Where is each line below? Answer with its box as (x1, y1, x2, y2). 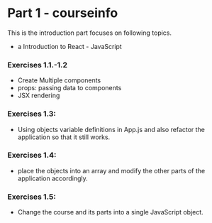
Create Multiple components (17, 76, 101, 85)
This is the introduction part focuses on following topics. (7, 28, 172, 37)
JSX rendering (17, 91, 60, 100)
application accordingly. (17, 174, 89, 183)
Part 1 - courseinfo (7, 5, 118, 21)
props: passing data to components (17, 84, 122, 92)
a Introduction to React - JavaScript (17, 42, 122, 50)
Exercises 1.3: (7, 109, 57, 119)
